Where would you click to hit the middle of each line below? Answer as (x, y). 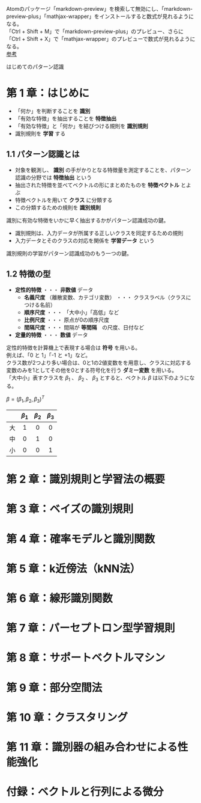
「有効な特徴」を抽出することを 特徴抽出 (66, 118)
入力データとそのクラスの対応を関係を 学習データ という (85, 240)
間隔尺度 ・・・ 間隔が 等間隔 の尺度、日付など (84, 327)
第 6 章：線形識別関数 (59, 598)
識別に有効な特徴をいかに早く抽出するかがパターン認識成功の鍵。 (88, 220)
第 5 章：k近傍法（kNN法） (73, 568)
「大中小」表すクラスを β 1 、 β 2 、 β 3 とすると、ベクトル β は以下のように (98, 378)
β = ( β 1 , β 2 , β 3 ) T (25, 399)
